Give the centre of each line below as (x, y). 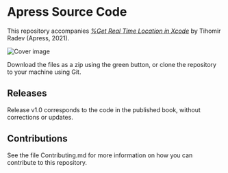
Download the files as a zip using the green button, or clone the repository (112, 64)
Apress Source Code (67, 12)
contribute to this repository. (47, 162)
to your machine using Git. (44, 72)
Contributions (37, 138)
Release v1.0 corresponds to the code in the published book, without (104, 109)
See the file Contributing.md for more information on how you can (100, 155)
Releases (27, 93)
